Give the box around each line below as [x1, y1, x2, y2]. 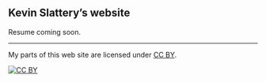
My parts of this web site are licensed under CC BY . [8, 50, 177, 59]
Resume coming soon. [8, 27, 82, 36]
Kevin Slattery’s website [8, 6, 131, 20]
